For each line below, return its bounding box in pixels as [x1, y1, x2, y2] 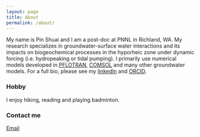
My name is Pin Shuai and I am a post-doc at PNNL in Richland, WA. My [6, 36, 183, 43]
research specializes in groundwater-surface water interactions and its [6, 42, 180, 49]
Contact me [6, 111, 41, 119]
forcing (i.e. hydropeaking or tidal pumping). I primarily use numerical [6, 55, 177, 63]
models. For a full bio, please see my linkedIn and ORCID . [6, 68, 147, 75]
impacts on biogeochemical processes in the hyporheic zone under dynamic [6, 49, 195, 56]
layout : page [6, 8, 39, 15]
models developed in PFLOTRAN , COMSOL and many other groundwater [6, 61, 185, 68]
